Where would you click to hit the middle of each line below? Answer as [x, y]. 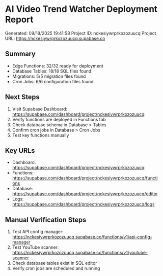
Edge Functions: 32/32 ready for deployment [58, 66]
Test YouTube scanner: [35, 247]
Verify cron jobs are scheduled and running [56, 268]
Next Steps [22, 97]
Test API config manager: [38, 232]
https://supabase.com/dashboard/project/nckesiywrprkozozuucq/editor [85, 194]
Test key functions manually [41, 135]
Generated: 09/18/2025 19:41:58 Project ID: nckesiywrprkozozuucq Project [81, 33]
